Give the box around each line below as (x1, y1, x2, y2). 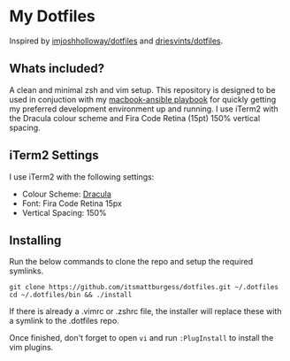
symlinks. (9, 265, 44, 276)
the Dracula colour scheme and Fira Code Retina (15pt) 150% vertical (9, 112, 261, 123)
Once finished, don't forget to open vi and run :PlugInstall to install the (9, 333, 274, 343)
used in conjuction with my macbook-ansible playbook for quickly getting (9, 94, 277, 104)
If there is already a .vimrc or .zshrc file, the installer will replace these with (9, 306, 282, 317)
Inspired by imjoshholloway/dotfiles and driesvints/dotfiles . (9, 35, 224, 46)
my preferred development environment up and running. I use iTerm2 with (9, 104, 279, 114)
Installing (9, 233, 62, 248)
